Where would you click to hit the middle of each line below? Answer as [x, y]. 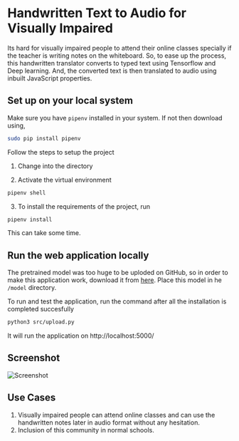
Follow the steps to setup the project [61, 152]
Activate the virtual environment [64, 180]
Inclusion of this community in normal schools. [86, 430]
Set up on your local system [70, 101]
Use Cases [32, 398]
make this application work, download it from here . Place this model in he [115, 280]
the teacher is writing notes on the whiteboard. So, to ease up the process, [117, 56]
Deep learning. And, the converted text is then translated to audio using [112, 71]
